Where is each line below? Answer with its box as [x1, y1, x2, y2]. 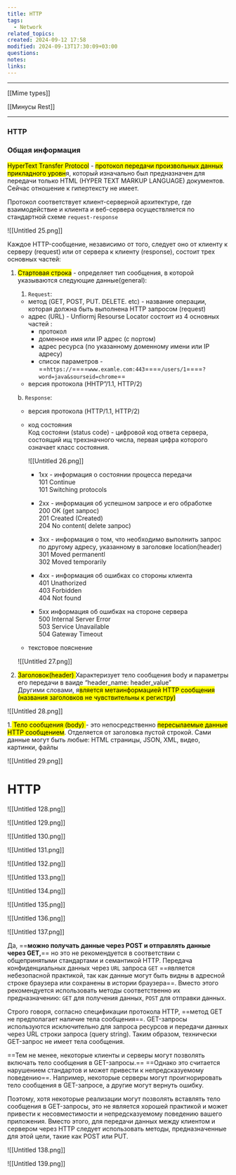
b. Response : [17, 393, 53, 402]
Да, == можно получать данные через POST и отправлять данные [7, 941, 211, 949]
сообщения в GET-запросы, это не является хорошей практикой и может [7, 1102, 228, 1110]
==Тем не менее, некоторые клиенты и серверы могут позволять [7, 1051, 205, 1059]
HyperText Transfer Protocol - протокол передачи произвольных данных [7, 161, 223, 170]
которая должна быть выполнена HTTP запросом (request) [27, 304, 206, 313]
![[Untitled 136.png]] [7, 913, 65, 922]
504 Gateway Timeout [38, 629, 103, 638]
